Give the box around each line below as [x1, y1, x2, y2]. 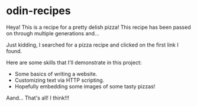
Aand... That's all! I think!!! [6, 94, 70, 101]
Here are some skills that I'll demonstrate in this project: [6, 59, 142, 66]
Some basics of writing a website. [14, 70, 98, 77]
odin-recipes [6, 4, 71, 18]
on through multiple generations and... [6, 29, 99, 37]
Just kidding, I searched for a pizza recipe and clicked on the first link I [6, 41, 179, 48]
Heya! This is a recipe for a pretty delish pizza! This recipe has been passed [6, 24, 191, 31]
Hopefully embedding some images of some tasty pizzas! [14, 82, 156, 90]
